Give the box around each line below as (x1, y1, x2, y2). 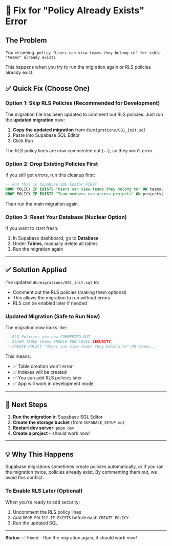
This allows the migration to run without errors (12, 294, 111, 300)
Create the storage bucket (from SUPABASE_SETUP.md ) (12, 419, 124, 426)
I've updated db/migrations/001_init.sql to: (5, 279, 100, 285)
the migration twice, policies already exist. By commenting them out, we (5, 469, 157, 475)
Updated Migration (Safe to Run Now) (5, 313, 100, 320)
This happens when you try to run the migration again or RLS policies (5, 64, 151, 70)
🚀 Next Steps (5, 400, 48, 409)
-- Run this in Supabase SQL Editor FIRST (5, 181, 97, 187)
